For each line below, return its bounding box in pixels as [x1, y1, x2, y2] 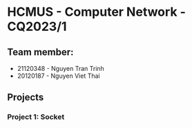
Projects [7, 92, 44, 103]
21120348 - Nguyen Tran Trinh [17, 65, 105, 72]
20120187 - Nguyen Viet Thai [17, 72, 100, 80]
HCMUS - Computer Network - [7, 4, 186, 20]
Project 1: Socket [7, 112, 65, 122]
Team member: [7, 46, 74, 58]
